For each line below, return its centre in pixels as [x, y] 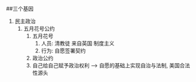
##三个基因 [20, 9]
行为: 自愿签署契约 [63, 51]
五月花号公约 [39, 29]
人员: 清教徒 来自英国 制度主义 [78, 43]
